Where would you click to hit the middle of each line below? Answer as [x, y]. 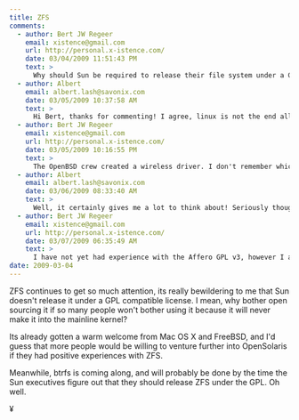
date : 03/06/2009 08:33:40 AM [81, 191]
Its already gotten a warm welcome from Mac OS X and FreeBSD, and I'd [142, 336]
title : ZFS [29, 17]
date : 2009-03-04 [41, 266]
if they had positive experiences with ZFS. [86, 355]
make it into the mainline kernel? [68, 319]
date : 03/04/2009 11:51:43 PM [81, 59]
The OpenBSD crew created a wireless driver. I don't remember [153, 166]
